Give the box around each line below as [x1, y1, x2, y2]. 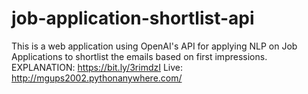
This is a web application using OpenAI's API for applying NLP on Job [11, 40, 298, 52]
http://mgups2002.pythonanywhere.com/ [11, 72, 183, 84]
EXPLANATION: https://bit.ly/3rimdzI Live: [11, 61, 184, 73]
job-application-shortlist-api [11, 7, 255, 30]
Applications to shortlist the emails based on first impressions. [11, 50, 268, 62]
